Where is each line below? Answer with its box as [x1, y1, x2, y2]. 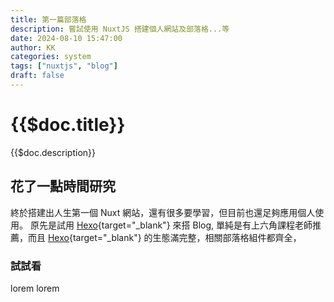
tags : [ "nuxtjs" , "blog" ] [10, 61, 118, 71]
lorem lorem [10, 282, 60, 294]
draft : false [10, 71, 65, 81]
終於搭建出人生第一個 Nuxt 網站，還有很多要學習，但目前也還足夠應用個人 [10, 206, 316, 218]
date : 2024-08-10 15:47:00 [10, 33, 123, 43]
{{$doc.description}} [10, 146, 96, 158]
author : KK [10, 42, 56, 53]
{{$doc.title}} [10, 114, 126, 136]
